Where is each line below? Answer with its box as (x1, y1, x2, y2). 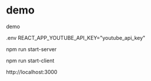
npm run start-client (6, 57, 55, 64)
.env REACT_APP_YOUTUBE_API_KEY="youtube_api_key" (6, 34, 146, 41)
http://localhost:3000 (6, 68, 58, 75)
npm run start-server (6, 45, 57, 53)
